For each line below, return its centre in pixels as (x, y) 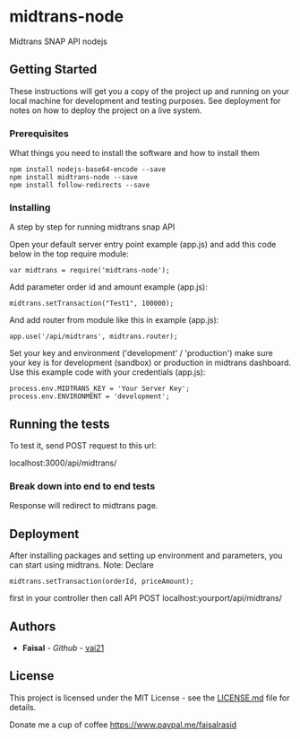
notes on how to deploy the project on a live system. (106, 110)
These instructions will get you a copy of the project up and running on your (149, 91)
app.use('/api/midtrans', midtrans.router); (94, 337)
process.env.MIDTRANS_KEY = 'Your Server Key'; (100, 389)
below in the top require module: (69, 254)
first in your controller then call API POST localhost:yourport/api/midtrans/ (146, 598)
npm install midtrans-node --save (74, 178)
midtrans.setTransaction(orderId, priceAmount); (102, 582)
